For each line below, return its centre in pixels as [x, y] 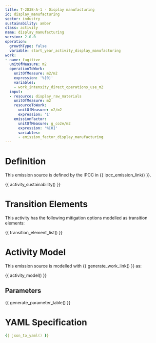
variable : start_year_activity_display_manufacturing [65, 50]
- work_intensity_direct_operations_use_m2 [59, 87]
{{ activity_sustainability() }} [33, 185]
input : [16, 92]
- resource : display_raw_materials [46, 96]
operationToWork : [27, 69]
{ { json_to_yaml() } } [27, 335]
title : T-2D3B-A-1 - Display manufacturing [50, 10]
